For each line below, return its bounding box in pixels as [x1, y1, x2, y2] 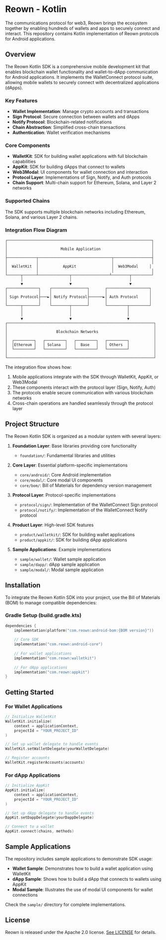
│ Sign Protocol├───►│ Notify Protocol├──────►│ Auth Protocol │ [5, 294, 152, 299]
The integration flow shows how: [5, 364, 72, 370]
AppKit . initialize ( [5, 788, 46, 793]
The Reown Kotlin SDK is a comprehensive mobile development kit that [5, 63, 150, 69]
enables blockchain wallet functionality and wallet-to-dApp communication [5, 69, 159, 75]
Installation [5, 581, 41, 589]
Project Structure [5, 420, 59, 429]
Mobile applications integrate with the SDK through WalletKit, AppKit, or [12, 373, 159, 379]
